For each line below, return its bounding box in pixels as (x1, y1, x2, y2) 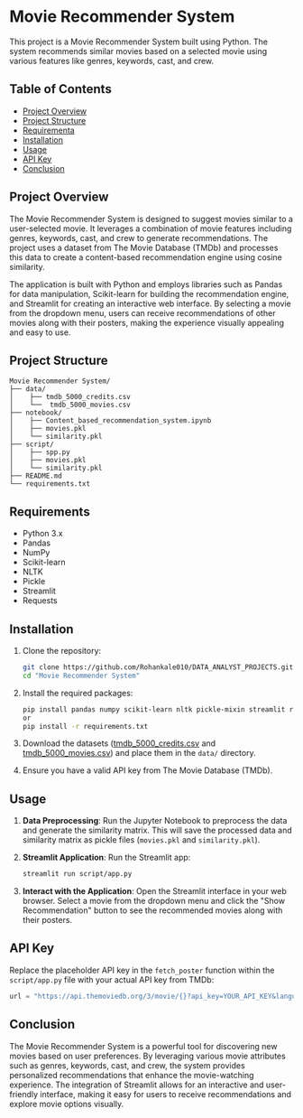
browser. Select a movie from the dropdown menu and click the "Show (22, 896, 286, 907)
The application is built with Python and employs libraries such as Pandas (9, 278, 283, 290)
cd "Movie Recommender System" (22, 671, 141, 680)
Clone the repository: (22, 646, 102, 656)
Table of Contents (9, 81, 113, 97)
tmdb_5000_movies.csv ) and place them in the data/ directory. (22, 748, 256, 759)
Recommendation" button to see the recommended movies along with (22, 905, 283, 916)
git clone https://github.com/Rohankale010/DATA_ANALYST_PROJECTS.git (22, 663, 294, 672)
